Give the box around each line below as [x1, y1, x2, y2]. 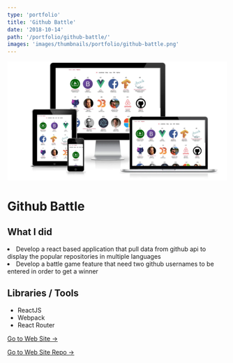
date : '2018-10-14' [7, 26, 64, 33]
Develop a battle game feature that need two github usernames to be [16, 259, 214, 268]
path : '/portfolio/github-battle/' [7, 34, 111, 41]
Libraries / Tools [7, 287, 79, 299]
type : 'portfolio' [7, 11, 61, 18]
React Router [17, 320, 55, 329]
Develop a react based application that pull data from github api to [16, 245, 206, 253]
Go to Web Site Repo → [7, 348, 75, 356]
